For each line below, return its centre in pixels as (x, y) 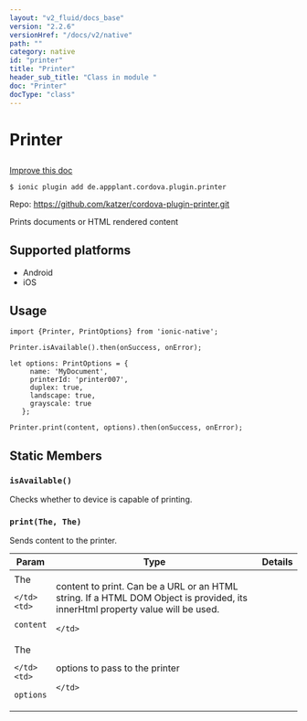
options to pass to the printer (118, 668)
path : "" (26, 43)
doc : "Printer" (38, 86)
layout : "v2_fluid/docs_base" (67, 18)
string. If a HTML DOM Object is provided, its (152, 598)
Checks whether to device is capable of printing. (101, 499)
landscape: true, (63, 396)
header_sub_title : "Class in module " (83, 78)
